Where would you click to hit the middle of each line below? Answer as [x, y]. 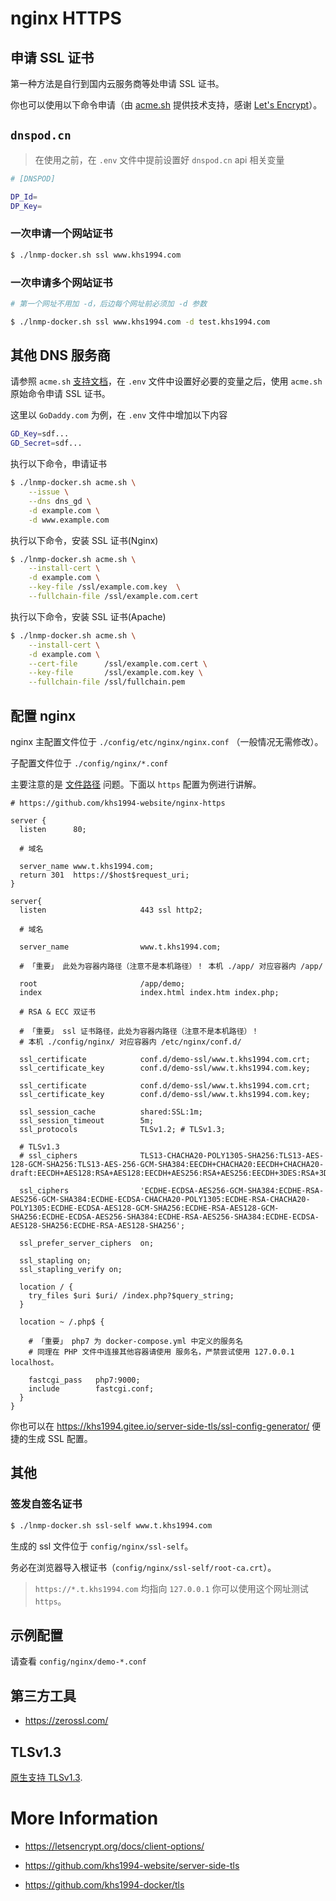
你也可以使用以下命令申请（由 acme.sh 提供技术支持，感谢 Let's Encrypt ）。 [166, 105]
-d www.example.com [69, 520]
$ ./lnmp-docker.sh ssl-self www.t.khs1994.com [111, 1525]
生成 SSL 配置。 [60, 1439]
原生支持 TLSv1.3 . [46, 1778]
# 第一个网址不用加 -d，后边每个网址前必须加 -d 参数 [109, 303]
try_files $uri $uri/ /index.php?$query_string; [131, 1296]
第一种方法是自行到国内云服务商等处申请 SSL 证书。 [117, 83]
